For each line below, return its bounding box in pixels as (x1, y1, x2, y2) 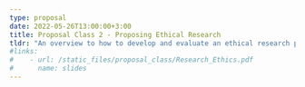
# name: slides (9, 64, 88, 73)
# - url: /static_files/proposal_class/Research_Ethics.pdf (9, 55, 254, 64)
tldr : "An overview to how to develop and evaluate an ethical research (9, 38, 290, 48)
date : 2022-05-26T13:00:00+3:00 (9, 22, 132, 31)
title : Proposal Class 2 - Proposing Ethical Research (9, 30, 221, 39)
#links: (9, 47, 39, 56)
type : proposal (9, 13, 67, 23)
